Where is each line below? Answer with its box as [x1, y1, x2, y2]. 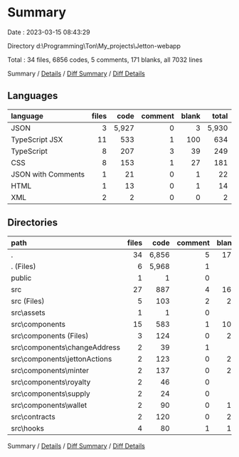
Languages [7, 90, 58, 102]
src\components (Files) [11, 330, 89, 340]
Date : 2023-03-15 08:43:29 [7, 28, 90, 36]
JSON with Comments [11, 169, 85, 179]
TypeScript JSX [11, 135, 63, 145]
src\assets [11, 308, 46, 317]
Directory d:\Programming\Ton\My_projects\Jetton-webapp [7, 41, 181, 50]
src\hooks [11, 423, 45, 433]
